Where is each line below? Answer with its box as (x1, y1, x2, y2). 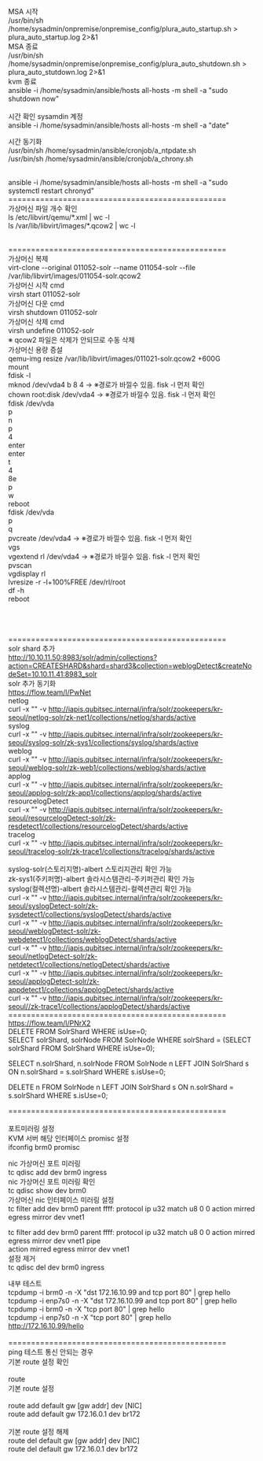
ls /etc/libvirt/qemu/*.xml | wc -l (8, 213, 110, 222)
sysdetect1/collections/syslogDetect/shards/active (8, 910, 172, 919)
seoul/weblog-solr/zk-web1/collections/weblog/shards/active (8, 763, 206, 772)
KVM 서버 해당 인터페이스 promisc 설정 (8, 1133, 130, 1143)
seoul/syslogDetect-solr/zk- (8, 901, 99, 910)
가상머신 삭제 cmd (8, 317, 64, 326)
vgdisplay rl (8, 569, 46, 578)
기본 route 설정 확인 (8, 1357, 69, 1366)
